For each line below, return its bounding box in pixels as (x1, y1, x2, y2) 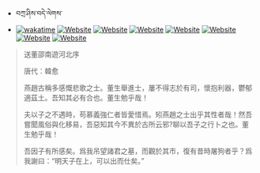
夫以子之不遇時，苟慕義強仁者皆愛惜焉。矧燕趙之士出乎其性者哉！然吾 (23, 110, 253, 119)
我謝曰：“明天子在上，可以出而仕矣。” (23, 156, 145, 165)
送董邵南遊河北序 (23, 50, 80, 58)
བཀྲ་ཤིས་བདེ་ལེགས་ (15, 9, 63, 17)
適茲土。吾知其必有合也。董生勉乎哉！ (23, 93, 149, 102)
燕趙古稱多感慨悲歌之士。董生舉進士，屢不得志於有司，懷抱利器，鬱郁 (23, 83, 253, 92)
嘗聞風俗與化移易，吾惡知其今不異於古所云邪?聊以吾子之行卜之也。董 (23, 120, 249, 129)
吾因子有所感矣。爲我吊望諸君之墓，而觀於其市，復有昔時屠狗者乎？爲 (23, 146, 253, 156)
